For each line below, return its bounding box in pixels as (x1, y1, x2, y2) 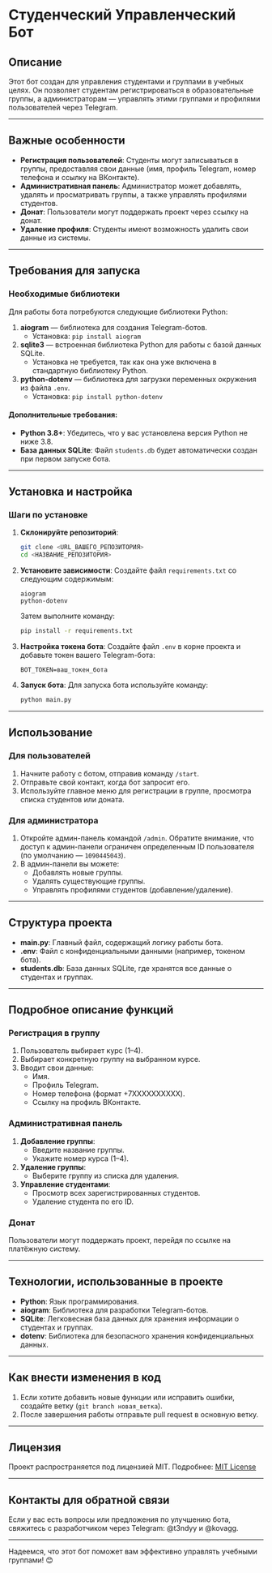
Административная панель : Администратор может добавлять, (19, 181, 242, 191)
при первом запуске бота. (19, 453, 111, 463)
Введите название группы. (32, 1145, 125, 1154)
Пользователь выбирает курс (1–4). (19, 1046, 143, 1055)
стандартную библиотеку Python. (32, 365, 148, 375)
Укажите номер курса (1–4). (32, 1154, 130, 1163)
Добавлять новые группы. (32, 867, 124, 877)
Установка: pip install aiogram (32, 331, 142, 341)
